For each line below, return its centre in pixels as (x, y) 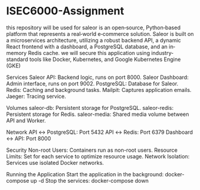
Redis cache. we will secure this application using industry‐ (101, 53)
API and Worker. (26, 120)
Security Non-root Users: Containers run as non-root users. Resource (92, 150)
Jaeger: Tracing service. (36, 96)
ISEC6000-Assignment (65, 11)
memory (16, 53)
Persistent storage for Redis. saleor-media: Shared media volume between (98, 114)
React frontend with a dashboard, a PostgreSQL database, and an (87, 47)
